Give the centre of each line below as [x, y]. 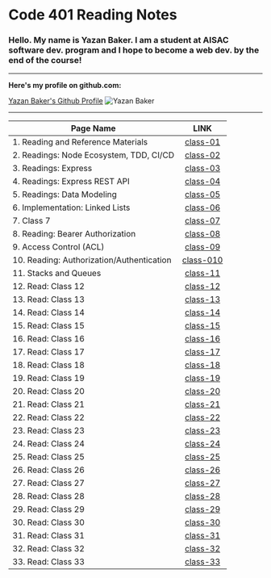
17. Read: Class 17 [48, 352]
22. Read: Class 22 [48, 417]
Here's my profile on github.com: [65, 86]
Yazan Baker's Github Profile [56, 101]
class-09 [202, 247]
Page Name [93, 128]
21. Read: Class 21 [48, 404]
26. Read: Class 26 [48, 470]
